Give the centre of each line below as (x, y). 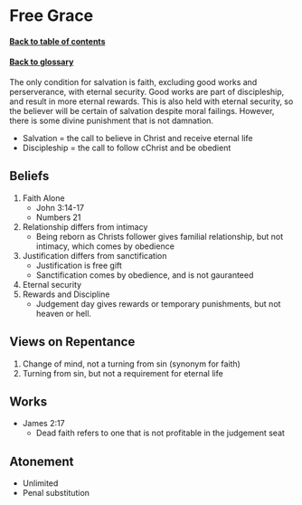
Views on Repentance (72, 342)
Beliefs (29, 176)
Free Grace (52, 16)
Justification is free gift (79, 265)
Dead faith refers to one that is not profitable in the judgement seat (160, 433)
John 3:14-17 (60, 207)
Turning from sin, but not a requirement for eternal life (123, 373)
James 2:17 (43, 424)
